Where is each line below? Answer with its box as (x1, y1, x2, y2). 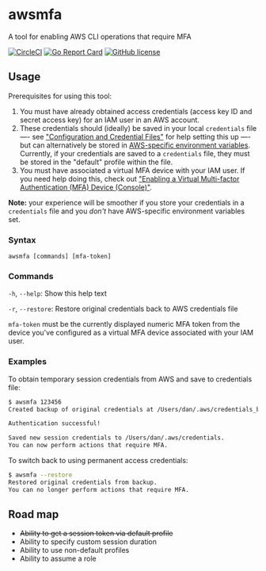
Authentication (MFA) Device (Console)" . (19, 182, 153, 192)
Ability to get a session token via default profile (19, 529, 173, 538)
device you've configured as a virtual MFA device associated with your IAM (8, 328, 254, 338)
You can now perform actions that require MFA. (8, 442, 169, 450)
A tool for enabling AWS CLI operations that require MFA (8, 32, 192, 41)
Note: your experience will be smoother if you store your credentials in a (8, 197, 245, 207)
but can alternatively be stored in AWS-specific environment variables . (19, 140, 251, 150)
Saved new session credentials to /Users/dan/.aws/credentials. (8, 434, 225, 442)
